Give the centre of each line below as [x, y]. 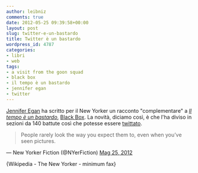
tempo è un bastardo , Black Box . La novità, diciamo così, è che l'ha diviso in [99, 117]
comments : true [25, 17]
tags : [13, 66]
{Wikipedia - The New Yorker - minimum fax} [61, 164]
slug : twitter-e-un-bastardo [42, 34]
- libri [16, 56]
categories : [21, 50]
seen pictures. [38, 141]
